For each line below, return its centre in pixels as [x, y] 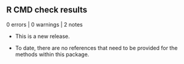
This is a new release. [42, 36]
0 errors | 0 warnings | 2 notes [45, 24]
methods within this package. [52, 54]
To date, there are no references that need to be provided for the [96, 48]
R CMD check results [47, 10]
